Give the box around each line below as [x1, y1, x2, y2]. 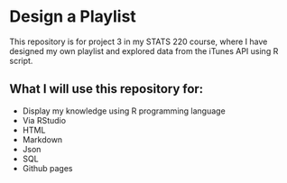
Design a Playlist [9, 6, 137, 27]
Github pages [22, 162, 73, 173]
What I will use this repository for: [9, 81, 204, 96]
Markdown [22, 133, 63, 145]
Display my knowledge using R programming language [22, 105, 226, 116]
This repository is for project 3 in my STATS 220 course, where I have [9, 36, 268, 47]
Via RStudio [22, 114, 66, 125]
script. [9, 55, 33, 66]
